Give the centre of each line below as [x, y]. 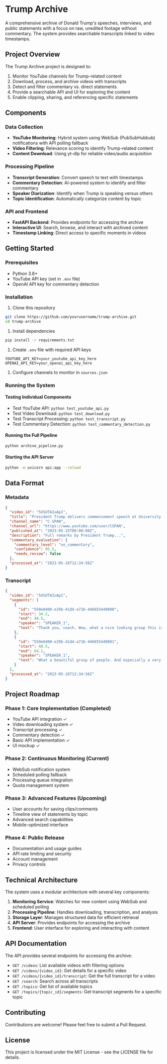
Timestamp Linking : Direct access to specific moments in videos [79, 233]
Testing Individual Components [38, 397]
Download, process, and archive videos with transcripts [69, 81]
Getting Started [30, 248]
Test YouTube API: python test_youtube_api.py [61, 408]
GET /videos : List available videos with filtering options [68, 965]
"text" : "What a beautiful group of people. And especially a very [90, 660]
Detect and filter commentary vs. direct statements [64, 87]
